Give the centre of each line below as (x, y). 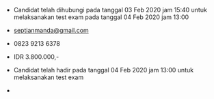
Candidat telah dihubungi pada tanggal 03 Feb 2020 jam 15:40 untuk (110, 10)
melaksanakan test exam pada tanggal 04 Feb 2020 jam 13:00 (101, 17)
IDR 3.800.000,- (36, 57)
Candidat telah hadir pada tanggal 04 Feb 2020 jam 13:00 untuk (103, 70)
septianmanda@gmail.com (51, 30)
